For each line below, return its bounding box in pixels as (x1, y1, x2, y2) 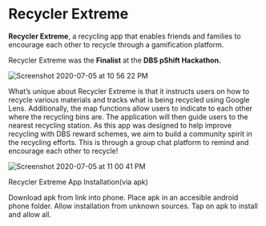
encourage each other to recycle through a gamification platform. (8, 39, 224, 49)
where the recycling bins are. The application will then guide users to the (8, 111, 248, 121)
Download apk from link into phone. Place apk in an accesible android (8, 192, 239, 202)
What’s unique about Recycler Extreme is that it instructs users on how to (8, 86, 250, 96)
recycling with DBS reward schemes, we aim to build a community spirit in (8, 129, 252, 139)
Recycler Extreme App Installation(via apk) (8, 177, 148, 187)
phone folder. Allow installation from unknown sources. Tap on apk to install (8, 201, 258, 211)
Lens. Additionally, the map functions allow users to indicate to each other (8, 103, 253, 113)
